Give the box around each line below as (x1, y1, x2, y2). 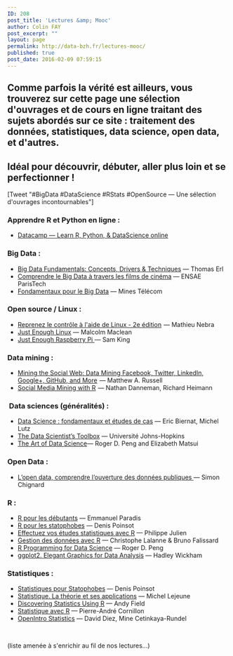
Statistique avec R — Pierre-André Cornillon (17, 607, 145, 615)
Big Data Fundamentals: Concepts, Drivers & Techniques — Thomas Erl (17, 265, 224, 273)
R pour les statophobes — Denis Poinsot (17, 521, 135, 530)
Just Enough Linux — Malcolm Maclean (17, 328, 132, 336)
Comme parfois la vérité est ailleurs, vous (7, 82, 193, 94)
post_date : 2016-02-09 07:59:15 (7, 56, 102, 63)
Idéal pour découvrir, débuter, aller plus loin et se (7, 161, 226, 173)
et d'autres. (7, 137, 60, 149)
